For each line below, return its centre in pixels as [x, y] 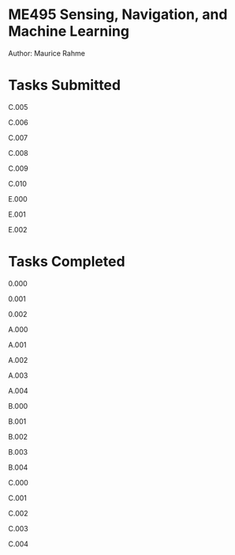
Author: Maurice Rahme [47, 53]
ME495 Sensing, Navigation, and [118, 15]
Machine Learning [69, 31]
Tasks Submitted [64, 85]
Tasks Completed [67, 262]
